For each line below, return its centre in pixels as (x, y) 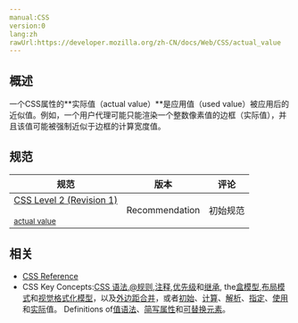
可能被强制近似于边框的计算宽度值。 (99, 127)
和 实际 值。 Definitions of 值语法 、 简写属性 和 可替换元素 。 (126, 309)
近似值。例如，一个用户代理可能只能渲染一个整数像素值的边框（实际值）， (144, 115)
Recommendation (163, 210)
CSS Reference (50, 276)
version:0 (28, 26)
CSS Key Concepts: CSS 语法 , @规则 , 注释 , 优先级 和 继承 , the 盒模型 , (142, 286)
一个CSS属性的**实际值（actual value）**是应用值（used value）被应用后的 (149, 104)
